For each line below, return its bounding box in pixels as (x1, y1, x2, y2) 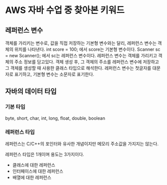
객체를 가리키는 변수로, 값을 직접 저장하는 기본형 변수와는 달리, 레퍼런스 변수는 (5, 40, 157, 46)
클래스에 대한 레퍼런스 (12, 162, 56, 168)
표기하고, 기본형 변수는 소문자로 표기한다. (14, 71, 95, 77)
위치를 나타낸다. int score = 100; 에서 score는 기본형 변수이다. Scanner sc (14, 46, 161, 52)
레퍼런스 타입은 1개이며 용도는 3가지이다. (5, 151, 85, 157)
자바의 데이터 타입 (5, 87, 57, 96)
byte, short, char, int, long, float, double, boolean (5, 115, 106, 121)
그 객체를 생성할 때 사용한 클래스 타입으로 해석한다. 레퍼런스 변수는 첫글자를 (5, 65, 152, 71)
